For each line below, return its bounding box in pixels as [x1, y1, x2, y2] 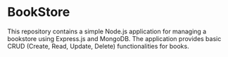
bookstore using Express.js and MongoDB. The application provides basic [7, 34, 222, 42]
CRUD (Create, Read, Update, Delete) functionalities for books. [7, 42, 189, 50]
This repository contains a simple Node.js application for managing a [7, 27, 207, 35]
